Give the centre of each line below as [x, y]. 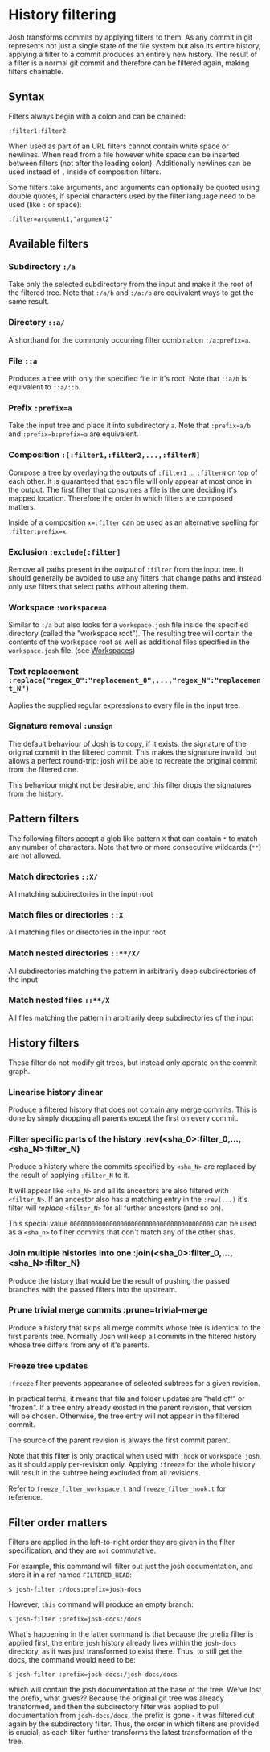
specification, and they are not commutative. [82, 1550]
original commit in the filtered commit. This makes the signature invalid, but [133, 752]
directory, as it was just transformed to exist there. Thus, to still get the [125, 1651]
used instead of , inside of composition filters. [85, 172]
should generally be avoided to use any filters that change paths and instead [135, 577]
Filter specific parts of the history [75, 1138]
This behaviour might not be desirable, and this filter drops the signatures [130, 784]
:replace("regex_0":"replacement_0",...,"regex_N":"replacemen [135, 680]
